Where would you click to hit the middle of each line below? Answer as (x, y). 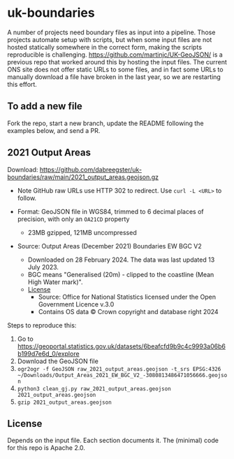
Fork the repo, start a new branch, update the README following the (105, 123)
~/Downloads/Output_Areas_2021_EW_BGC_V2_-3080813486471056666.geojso (122, 375)
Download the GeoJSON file (58, 361)
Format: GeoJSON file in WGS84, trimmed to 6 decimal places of (110, 211)
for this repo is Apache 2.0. (46, 448)
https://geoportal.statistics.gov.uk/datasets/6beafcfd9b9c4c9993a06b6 (121, 346)
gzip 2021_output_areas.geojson (64, 402)
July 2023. (43, 267)
